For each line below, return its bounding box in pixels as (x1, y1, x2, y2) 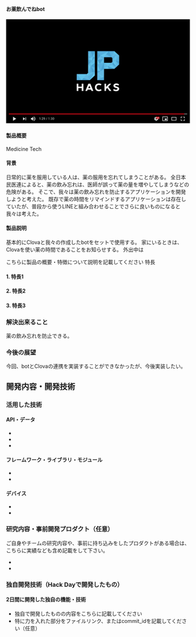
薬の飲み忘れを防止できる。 (6, 332, 73, 339)
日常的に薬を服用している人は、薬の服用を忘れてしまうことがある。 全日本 (6, 173, 187, 181)
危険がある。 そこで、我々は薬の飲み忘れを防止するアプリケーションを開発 (6, 188, 187, 195)
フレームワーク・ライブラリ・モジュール (6, 456, 103, 463)
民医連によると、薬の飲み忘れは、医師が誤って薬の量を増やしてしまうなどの (6, 181, 190, 188)
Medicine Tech (6, 145, 42, 152)
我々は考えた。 (6, 210, 42, 217)
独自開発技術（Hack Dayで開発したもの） (6, 580, 124, 588)
